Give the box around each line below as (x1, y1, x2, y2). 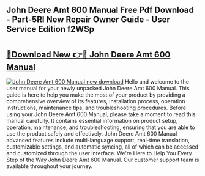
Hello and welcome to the (124, 78, 190, 85)
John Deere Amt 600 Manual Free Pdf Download (6, 5, 195, 15)
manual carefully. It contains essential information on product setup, (6, 117, 178, 124)
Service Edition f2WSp (6, 24, 95, 34)
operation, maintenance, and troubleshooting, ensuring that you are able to (6, 123, 196, 131)
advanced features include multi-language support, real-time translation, (6, 137, 190, 144)
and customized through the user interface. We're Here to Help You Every (6, 150, 192, 156)
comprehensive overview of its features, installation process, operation (6, 98, 185, 105)
